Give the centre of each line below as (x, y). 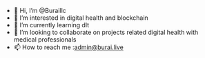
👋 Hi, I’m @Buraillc (40, 11)
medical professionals (45, 40)
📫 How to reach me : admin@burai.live (69, 47)
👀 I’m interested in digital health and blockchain (81, 18)
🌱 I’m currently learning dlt (51, 25)
